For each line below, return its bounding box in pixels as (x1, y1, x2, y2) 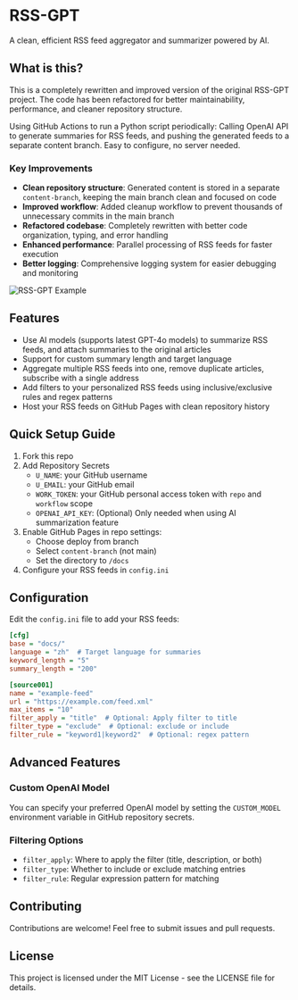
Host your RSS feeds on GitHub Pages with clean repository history (21, 401, 270, 412)
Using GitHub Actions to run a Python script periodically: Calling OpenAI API (9, 121, 289, 131)
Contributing (9, 899, 82, 914)
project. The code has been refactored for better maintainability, (9, 94, 245, 104)
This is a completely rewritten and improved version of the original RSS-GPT (9, 84, 290, 95)
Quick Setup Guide (9, 427, 116, 442)
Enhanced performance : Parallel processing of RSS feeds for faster (21, 239, 273, 250)
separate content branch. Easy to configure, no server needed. (9, 139, 241, 150)
